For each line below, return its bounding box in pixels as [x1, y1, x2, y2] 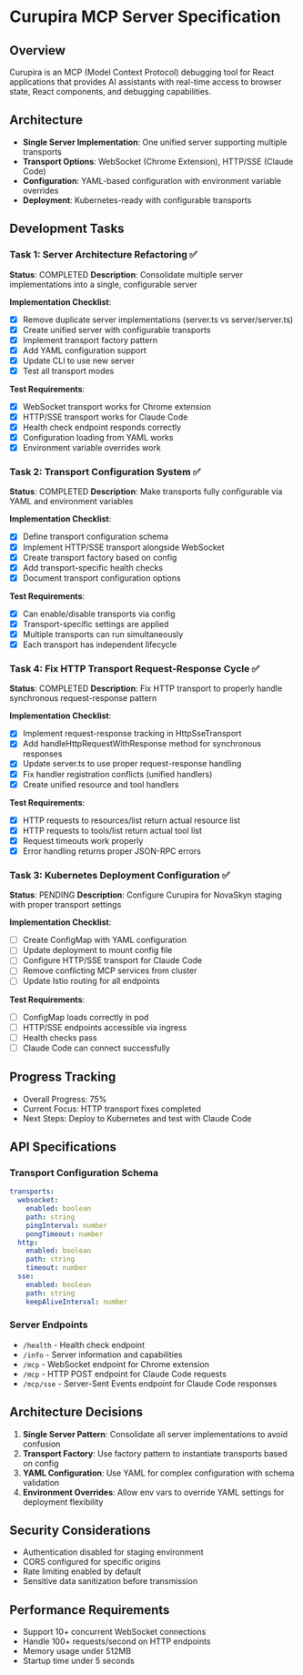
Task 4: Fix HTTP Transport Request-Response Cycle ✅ [9, 662, 260, 675]
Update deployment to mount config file [22, 945, 173, 956]
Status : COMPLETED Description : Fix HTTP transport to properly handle [9, 683, 283, 694]
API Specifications [9, 1139, 116, 1154]
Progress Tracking [9, 1070, 116, 1085]
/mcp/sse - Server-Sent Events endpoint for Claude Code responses [22, 1377, 278, 1389]
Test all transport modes [22, 365, 115, 376]
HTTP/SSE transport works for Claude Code [22, 411, 188, 422]
